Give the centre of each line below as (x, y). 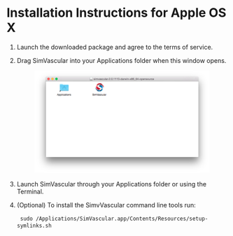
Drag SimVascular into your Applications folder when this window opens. (121, 60)
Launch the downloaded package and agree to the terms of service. (115, 47)
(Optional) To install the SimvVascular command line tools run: (106, 205)
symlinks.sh (34, 226)
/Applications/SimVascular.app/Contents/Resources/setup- (122, 219)
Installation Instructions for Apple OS (116, 13)
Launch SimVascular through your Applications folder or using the (112, 184)
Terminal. (30, 191)
